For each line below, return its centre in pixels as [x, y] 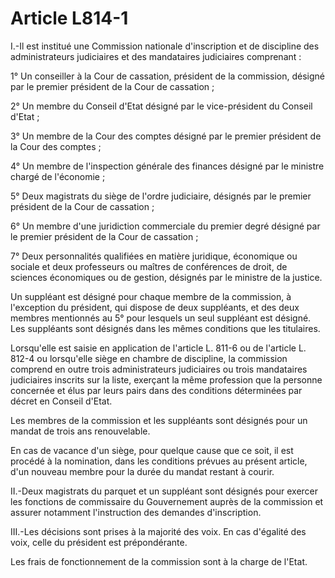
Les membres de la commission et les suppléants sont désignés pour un [159, 420]
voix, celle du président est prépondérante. [99, 542]
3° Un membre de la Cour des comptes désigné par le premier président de [166, 136]
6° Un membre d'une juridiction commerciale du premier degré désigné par [165, 226]
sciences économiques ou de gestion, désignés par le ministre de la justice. [166, 277]
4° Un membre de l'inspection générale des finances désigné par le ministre [167, 166]
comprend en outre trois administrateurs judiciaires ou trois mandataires [159, 369]
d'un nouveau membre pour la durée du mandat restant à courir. [142, 471]
